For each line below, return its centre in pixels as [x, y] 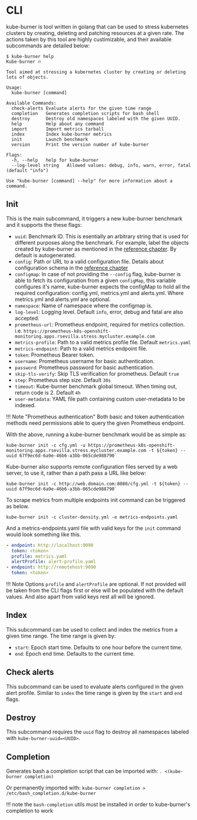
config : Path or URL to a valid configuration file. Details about [89, 261]
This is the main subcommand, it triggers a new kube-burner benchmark [94, 218]
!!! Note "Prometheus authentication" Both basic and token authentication [95, 417]
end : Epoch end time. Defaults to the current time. [75, 654]
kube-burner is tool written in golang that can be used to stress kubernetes [97, 27]
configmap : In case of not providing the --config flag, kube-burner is [98, 274]
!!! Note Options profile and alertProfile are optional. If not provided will [96, 584]
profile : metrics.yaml [39, 556]
